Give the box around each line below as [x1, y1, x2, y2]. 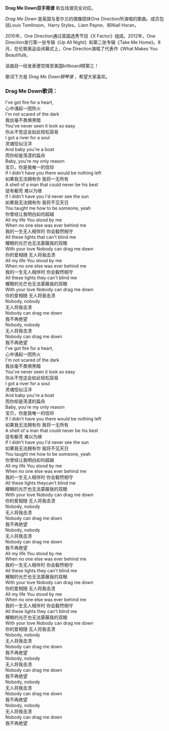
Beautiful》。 [5, 52, 30, 58]
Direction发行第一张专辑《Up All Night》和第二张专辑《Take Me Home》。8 [5, 39, 161, 45]
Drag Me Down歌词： [5, 87, 58, 95]
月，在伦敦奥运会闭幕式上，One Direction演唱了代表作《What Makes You [5, 46, 158, 51]
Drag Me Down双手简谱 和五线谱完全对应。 [5, 5, 96, 11]
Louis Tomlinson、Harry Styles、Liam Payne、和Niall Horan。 [9, 22, 139, 28]
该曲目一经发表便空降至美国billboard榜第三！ [5, 63, 99, 69]
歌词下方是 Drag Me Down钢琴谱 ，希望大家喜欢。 [5, 74, 110, 79]
